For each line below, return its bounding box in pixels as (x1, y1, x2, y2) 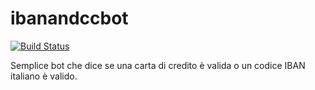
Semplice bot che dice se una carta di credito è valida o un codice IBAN (10, 59, 306, 71)
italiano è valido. (10, 70, 78, 82)
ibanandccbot (10, 7, 129, 30)
